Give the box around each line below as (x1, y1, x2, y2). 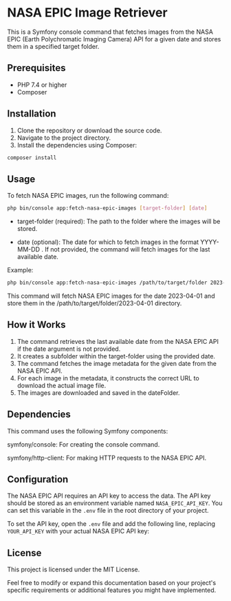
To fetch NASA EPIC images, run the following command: (7, 192, 169, 200)
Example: (7, 266, 34, 274)
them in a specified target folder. (7, 42, 100, 50)
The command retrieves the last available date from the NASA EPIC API (16, 337, 219, 345)
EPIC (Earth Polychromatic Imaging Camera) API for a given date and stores (7, 34, 221, 43)
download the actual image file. (16, 381, 107, 389)
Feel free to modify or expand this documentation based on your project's (7, 579, 217, 587)
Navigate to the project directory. (16, 133, 111, 142)
